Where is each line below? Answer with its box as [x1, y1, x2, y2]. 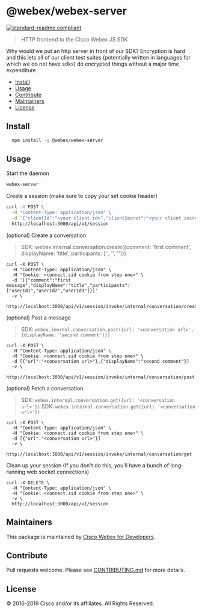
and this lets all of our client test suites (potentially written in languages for [6, 54, 191, 61]
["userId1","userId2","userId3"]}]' [6, 288, 98, 294]
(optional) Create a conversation [6, 232, 86, 239]
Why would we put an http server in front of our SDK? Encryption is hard [6, 47, 185, 55]
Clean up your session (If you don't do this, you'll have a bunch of [6, 461, 170, 469]
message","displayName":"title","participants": [6, 282, 130, 288]
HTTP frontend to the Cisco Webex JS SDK [20, 35, 128, 43]
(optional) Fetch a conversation [6, 384, 84, 392]
